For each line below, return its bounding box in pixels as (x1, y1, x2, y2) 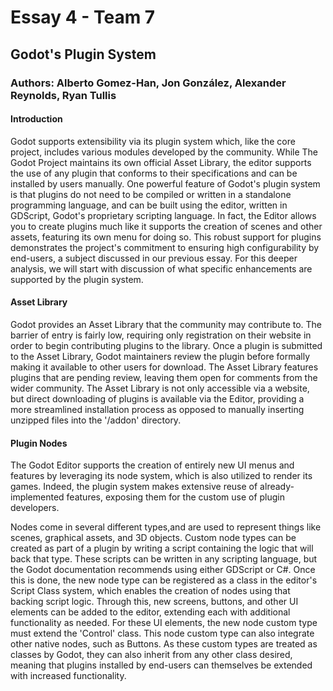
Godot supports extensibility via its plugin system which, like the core (10, 135, 296, 147)
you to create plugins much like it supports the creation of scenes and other (10, 220, 323, 232)
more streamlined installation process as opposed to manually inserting (10, 403, 305, 415)
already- (259, 481, 295, 493)
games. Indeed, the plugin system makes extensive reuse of (10, 481, 258, 493)
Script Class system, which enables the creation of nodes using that (10, 585, 291, 597)
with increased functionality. (10, 670, 127, 682)
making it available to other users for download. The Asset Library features (10, 361, 319, 373)
